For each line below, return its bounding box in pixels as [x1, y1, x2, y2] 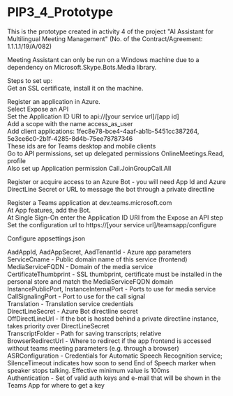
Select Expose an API [7, 105, 69, 113]
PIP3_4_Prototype [7, 4, 114, 20]
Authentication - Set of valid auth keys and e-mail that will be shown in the [7, 374, 221, 382]
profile [7, 156, 27, 165]
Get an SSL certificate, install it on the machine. [7, 84, 144, 92]
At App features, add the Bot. [7, 206, 91, 214]
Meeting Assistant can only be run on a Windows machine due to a [7, 55, 200, 63]
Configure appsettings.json [7, 234, 86, 243]
